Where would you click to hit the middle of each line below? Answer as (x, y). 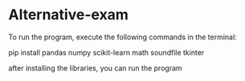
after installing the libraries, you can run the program (95, 68)
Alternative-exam (68, 15)
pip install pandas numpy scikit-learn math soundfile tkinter (106, 52)
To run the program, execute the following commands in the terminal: (122, 37)
